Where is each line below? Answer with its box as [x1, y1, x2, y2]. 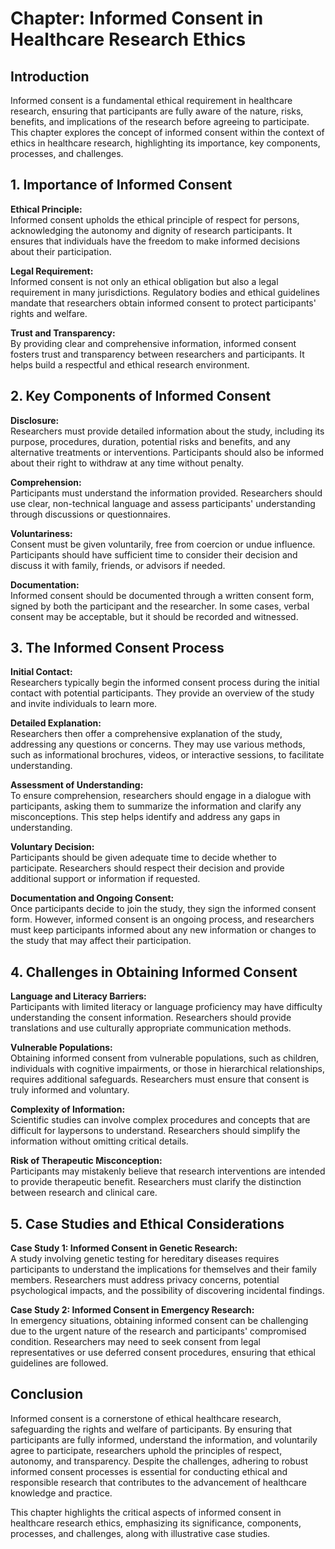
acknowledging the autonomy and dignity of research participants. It [10, 224, 293, 236]
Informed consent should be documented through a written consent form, [10, 589, 315, 601]
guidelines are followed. [10, 1357, 109, 1369]
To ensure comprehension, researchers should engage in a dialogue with [10, 790, 312, 802]
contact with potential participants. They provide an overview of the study [10, 687, 315, 699]
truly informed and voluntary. [10, 1084, 130, 1096]
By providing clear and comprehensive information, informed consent [10, 337, 297, 349]
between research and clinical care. [10, 1187, 158, 1199]
